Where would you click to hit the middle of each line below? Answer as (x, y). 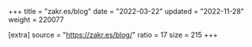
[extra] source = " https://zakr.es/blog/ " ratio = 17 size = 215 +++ (113, 35)
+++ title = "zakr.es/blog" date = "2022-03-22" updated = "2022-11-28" (126, 11)
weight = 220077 (36, 20)
